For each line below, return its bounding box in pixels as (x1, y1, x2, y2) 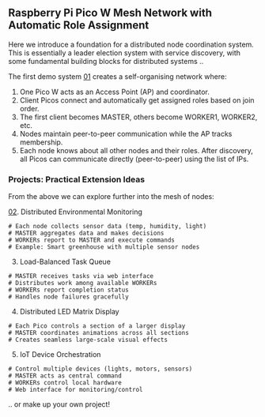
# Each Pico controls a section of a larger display (8, 322, 186, 330)
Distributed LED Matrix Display (19, 307, 120, 317)
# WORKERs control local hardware (8, 379, 123, 387)
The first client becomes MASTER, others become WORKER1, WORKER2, (19, 112, 258, 122)
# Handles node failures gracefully (8, 293, 129, 301)
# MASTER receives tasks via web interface (8, 272, 154, 280)
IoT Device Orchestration (19, 350, 101, 359)
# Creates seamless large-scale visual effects (8, 336, 168, 344)
